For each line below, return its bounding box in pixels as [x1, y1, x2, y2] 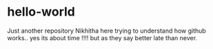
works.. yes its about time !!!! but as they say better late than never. [7, 33, 198, 42]
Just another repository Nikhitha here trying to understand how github [7, 27, 207, 35]
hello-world [7, 4, 76, 20]
